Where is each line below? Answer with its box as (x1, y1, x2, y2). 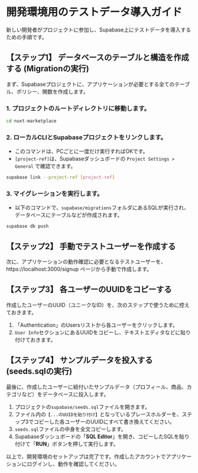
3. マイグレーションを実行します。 (6, 190, 103, 198)
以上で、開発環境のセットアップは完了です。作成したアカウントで (6, 453, 167, 460)
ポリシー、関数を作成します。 (16, 88, 89, 95)
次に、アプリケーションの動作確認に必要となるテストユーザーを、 (6, 258, 167, 266)
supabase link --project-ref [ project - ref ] (6, 174, 115, 181)
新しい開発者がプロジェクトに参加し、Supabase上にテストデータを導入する (6, 26, 191, 33)
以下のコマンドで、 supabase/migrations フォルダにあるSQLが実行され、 (14, 204, 190, 211)
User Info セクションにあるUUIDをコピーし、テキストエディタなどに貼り (14, 328, 191, 335)
